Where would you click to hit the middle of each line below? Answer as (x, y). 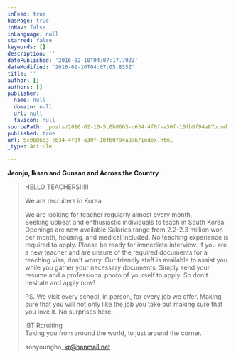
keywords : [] (27, 47)
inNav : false (27, 27)
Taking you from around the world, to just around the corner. (113, 333)
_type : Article (30, 147)
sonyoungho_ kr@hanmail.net (68, 347)
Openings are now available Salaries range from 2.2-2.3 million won (124, 230)
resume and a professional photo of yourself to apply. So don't (116, 275)
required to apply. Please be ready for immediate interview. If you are (126, 245)
